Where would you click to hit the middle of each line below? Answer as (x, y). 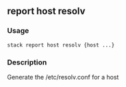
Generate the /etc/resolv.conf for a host (63, 77)
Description (27, 62)
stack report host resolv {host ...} (61, 45)
